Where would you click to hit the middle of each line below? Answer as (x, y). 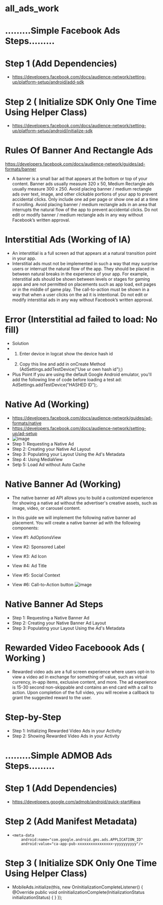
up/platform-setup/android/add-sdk (48, 82)
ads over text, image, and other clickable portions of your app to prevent (85, 194)
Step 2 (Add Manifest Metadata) (71, 821)
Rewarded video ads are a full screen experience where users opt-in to (83, 672)
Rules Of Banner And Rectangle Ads (79, 150)
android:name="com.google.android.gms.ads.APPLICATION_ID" (82, 839)
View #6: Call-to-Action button (43, 584)
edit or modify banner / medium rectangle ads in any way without (78, 215)
